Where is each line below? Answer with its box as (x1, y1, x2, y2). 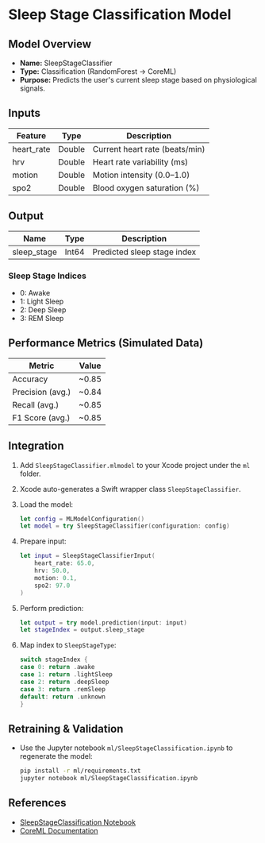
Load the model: (19, 499, 74, 509)
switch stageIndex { (19, 655, 88, 664)
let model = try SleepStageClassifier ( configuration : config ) (19, 522, 230, 530)
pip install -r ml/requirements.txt (19, 767, 141, 775)
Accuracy (12, 373, 48, 385)
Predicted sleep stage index (92, 246, 197, 257)
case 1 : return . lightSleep (19, 671, 113, 679)
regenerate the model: (19, 752, 93, 761)
